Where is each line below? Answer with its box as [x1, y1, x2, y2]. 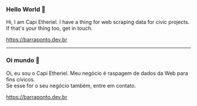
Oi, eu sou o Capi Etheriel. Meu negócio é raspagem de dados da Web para [6, 70, 189, 77]
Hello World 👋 [6, 5, 46, 13]
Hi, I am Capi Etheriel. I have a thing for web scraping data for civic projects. [6, 19, 190, 26]
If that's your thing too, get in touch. [6, 25, 93, 32]
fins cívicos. [6, 76, 35, 83]
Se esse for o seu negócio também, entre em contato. [6, 82, 137, 89]
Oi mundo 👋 [6, 56, 40, 64]
